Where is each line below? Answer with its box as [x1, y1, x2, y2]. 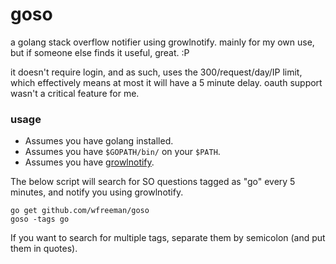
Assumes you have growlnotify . [24, 156, 155, 168]
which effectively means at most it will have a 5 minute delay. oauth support [10, 76, 323, 88]
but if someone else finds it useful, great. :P [10, 46, 190, 58]
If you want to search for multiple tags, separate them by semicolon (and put [10, 232, 326, 244]
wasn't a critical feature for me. [10, 87, 140, 99]
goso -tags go [10, 214, 70, 225]
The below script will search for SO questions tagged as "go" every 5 [10, 176, 296, 188]
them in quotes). [10, 243, 78, 255]
